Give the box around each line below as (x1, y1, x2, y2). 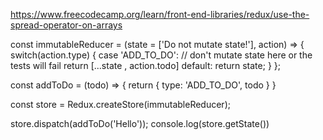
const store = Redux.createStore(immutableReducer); (10, 99, 231, 110)
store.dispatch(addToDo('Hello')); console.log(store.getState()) (10, 118, 270, 129)
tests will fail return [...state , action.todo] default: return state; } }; (10, 60, 281, 71)
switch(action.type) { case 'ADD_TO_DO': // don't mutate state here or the (10, 49, 313, 61)
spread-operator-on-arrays (10, 19, 123, 31)
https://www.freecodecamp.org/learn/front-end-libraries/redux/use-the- (10, 9, 310, 20)
